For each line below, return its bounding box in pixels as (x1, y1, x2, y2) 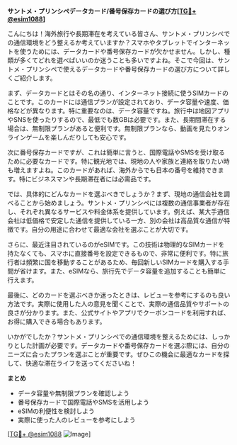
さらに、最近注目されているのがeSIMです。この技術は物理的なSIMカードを (7, 240, 225, 249)
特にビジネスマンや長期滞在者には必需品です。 (18, 175, 155, 183)
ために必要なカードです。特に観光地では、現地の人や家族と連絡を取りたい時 (7, 157, 230, 165)
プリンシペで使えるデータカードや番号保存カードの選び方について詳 (25, 65, 224, 73)
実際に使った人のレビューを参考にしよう (17, 416, 136, 424)
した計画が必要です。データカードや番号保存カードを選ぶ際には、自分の (19, 342, 230, 349)
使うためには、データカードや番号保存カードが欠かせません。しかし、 (19, 47, 224, 55)
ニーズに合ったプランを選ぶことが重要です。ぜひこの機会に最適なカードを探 (7, 350, 230, 359)
